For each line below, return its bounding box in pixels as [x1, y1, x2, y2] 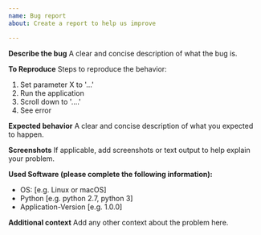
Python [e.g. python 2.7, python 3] [19, 193, 133, 203]
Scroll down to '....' [19, 97, 82, 106]
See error [19, 105, 52, 115]
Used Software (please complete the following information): [8, 169, 213, 179]
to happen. [8, 130, 44, 139]
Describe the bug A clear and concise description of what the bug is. [8, 48, 238, 58]
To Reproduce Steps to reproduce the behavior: [8, 64, 167, 73]
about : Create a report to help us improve [8, 19, 157, 27]
